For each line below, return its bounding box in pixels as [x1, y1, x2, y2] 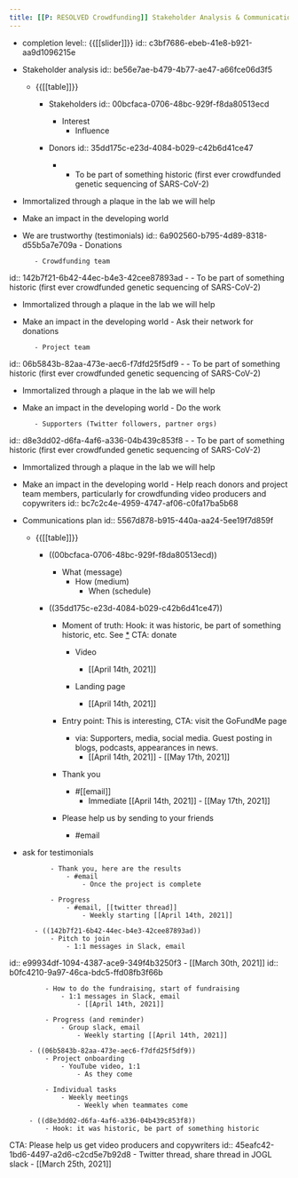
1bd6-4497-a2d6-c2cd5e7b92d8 [9, 1149, 131, 1159]
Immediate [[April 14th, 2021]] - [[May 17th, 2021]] [88, 795, 271, 806]
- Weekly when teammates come [76, 1101, 189, 1110]
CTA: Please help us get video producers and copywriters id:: [9, 1139, 233, 1150]
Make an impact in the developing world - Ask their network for [21, 316, 254, 327]
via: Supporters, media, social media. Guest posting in [74, 732, 272, 743]
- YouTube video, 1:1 [60, 1062, 141, 1071]
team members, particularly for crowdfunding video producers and [21, 488, 267, 498]
